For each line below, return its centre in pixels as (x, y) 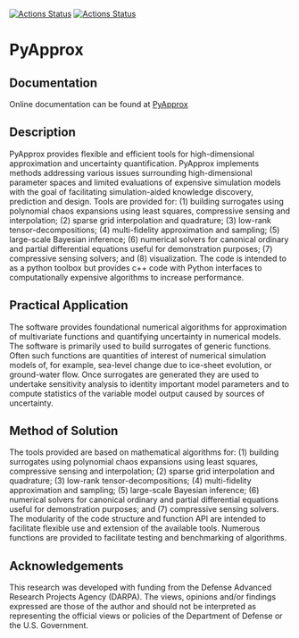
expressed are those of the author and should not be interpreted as (133, 607)
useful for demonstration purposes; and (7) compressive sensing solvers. (144, 509)
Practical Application (69, 305)
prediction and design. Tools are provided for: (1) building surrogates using (146, 201)
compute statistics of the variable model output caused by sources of (137, 393)
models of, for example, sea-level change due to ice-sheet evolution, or (141, 365)
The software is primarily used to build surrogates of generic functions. (140, 346)
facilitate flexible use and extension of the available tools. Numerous (135, 528)
